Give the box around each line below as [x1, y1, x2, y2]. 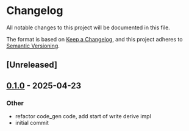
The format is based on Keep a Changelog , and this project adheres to [6, 35, 183, 43]
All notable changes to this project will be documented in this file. [6, 24, 171, 31]
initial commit [15, 119, 49, 127]
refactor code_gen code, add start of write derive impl [15, 113, 151, 120]
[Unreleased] [6, 60, 58, 70]
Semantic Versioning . [6, 42, 60, 49]
